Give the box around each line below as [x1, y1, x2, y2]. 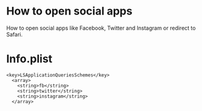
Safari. [6, 30, 23, 38]
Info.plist [6, 52, 53, 66]
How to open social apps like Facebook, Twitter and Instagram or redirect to [6, 24, 196, 32]
